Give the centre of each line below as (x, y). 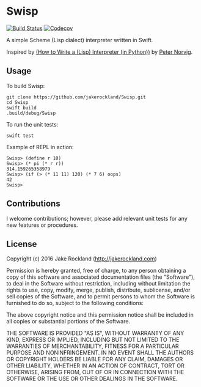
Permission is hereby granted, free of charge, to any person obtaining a (96, 271)
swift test (20, 136)
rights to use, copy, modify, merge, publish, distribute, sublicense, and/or (98, 290)
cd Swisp (17, 102)
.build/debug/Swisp (31, 113)
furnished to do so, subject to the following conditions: (75, 303)
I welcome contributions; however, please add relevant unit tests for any (97, 218)
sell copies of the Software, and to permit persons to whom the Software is (101, 297)
